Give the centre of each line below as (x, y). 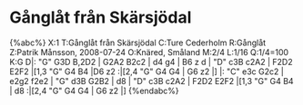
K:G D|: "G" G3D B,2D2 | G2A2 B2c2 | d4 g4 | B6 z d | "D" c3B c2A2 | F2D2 (151, 62)
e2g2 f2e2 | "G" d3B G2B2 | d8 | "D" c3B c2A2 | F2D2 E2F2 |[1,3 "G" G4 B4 (151, 81)
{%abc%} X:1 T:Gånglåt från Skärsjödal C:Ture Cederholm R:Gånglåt (138, 43)
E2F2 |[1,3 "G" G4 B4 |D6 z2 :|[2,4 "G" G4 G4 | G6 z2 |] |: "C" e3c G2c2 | (146, 72)
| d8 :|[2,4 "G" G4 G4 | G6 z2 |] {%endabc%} (94, 91)
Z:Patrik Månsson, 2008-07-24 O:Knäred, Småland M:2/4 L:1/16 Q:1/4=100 (149, 52)
